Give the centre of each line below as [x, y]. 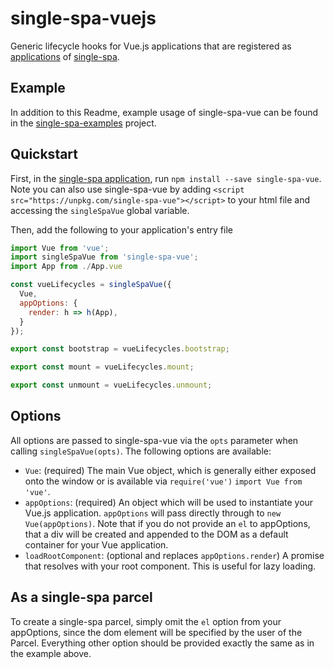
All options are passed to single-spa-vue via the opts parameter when [154, 440]
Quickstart [44, 154]
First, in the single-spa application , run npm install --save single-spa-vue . [166, 178]
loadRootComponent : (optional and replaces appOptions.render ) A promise [174, 555]
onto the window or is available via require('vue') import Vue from [163, 481]
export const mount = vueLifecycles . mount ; [102, 367]
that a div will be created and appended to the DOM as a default [156, 534]
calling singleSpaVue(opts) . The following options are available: [141, 451]
